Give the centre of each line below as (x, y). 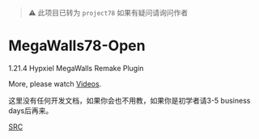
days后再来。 (31, 110)
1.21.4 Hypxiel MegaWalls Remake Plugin (76, 68)
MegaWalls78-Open (77, 46)
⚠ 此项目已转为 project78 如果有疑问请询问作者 (108, 13)
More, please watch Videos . (55, 83)
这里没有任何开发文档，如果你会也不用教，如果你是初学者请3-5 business (129, 100)
